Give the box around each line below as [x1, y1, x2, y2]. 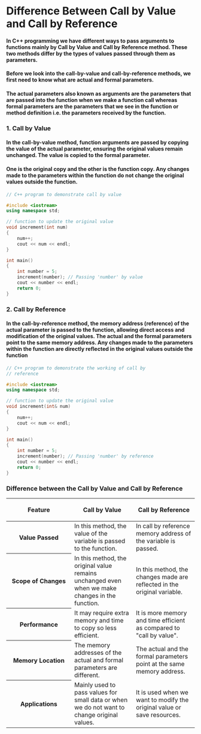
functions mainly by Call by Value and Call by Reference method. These [6, 43, 188, 50]
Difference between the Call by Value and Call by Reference [6, 484, 183, 492]
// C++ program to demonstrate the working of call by [6, 365, 146, 371]
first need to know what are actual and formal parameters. [6, 76, 154, 83]
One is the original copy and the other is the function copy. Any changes [6, 166, 190, 173]
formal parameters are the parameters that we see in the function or [6, 103, 179, 110]
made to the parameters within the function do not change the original [6, 172, 184, 179]
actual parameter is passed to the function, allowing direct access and [6, 326, 185, 333]
